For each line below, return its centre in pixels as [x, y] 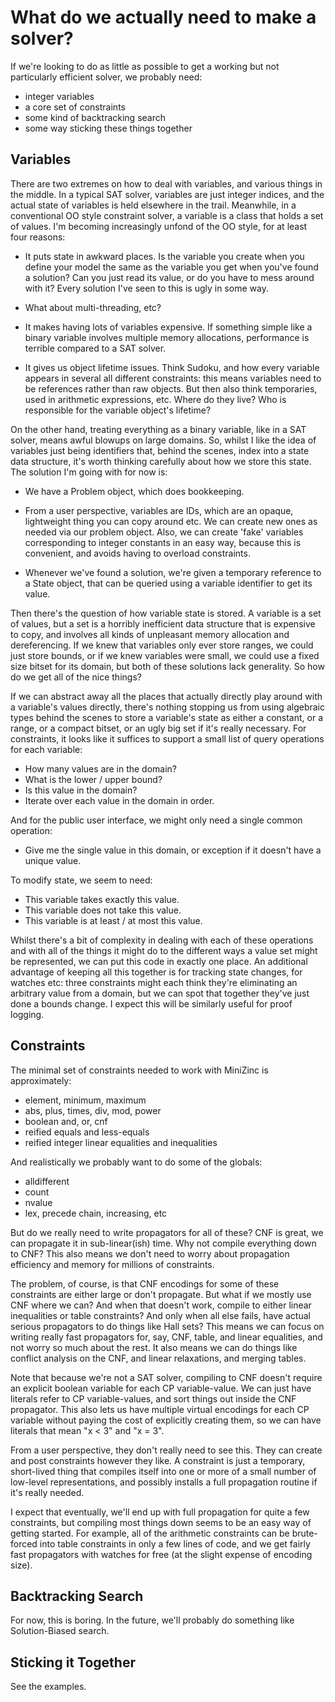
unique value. [53, 860]
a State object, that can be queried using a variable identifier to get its [168, 583]
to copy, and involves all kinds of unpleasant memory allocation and [150, 634]
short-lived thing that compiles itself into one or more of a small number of [163, 1471]
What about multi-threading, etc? [93, 307]
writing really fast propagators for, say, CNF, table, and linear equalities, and [166, 1337]
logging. [27, 1014]
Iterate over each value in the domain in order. [119, 800]
